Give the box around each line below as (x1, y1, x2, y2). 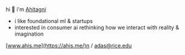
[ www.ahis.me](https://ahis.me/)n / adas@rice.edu (5, 42, 132, 49)
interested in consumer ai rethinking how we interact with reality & (14, 24, 180, 31)
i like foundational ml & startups (14, 18, 93, 24)
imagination (14, 30, 44, 37)
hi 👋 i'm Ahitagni (5, 6, 47, 13)
